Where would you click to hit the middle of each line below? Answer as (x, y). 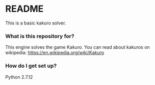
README (24, 9)
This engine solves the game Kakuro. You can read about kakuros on (78, 47)
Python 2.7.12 (19, 77)
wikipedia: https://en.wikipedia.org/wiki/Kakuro (55, 53)
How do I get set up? (31, 66)
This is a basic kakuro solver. (36, 23)
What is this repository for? (40, 36)
